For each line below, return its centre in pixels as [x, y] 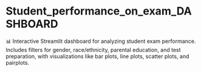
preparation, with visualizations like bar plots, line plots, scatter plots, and [97, 56]
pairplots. [18, 62]
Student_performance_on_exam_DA [99, 11]
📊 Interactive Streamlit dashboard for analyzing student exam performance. [101, 41]
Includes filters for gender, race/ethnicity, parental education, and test [93, 50]
